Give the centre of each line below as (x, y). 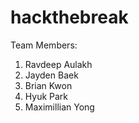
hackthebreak (69, 17)
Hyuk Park (46, 96)
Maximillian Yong (59, 107)
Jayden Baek (51, 75)
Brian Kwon (48, 85)
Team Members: (44, 45)
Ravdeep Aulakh (58, 64)
